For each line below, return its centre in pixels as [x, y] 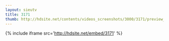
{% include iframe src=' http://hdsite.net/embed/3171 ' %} [64, 33]
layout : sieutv [21, 10]
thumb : [12, 19]
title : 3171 [18, 14]
